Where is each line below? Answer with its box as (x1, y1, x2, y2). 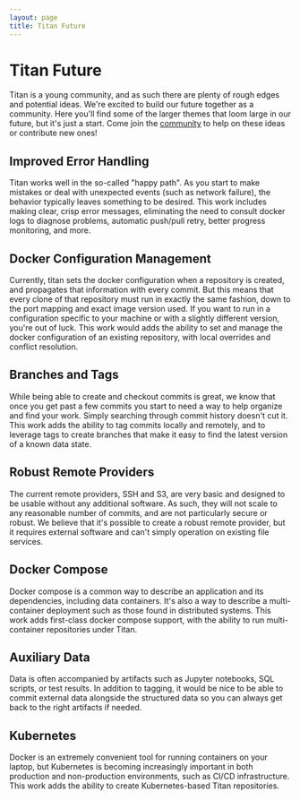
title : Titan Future (9, 22, 87, 30)
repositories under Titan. (46, 624, 138, 634)
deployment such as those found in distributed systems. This (46, 605, 271, 615)
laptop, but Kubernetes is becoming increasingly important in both (9, 761, 253, 772)
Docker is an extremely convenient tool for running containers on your (9, 752, 269, 762)
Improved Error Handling (9, 153, 150, 168)
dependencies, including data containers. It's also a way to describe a (9, 595, 268, 606)
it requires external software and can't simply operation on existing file (9, 526, 270, 538)
